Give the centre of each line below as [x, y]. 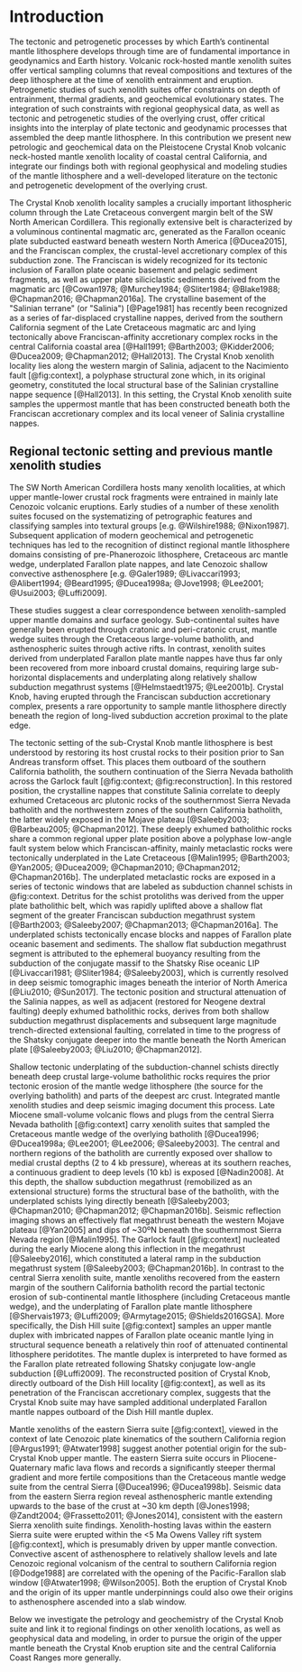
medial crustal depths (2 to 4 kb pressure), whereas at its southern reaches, [151, 1162]
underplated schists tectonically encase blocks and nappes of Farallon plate [151, 934]
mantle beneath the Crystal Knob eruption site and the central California [143, 1648]
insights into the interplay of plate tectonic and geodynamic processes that [148, 127]
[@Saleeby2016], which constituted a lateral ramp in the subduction [135, 1258]
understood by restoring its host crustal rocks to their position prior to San [147, 752]
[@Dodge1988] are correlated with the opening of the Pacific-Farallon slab [148, 1573]
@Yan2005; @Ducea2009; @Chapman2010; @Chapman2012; [125, 867]
